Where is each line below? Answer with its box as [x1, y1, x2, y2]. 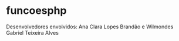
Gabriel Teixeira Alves [6, 29, 59, 36]
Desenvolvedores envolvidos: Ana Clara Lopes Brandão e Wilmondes [6, 23, 174, 30]
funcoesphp [6, 4, 67, 17]
